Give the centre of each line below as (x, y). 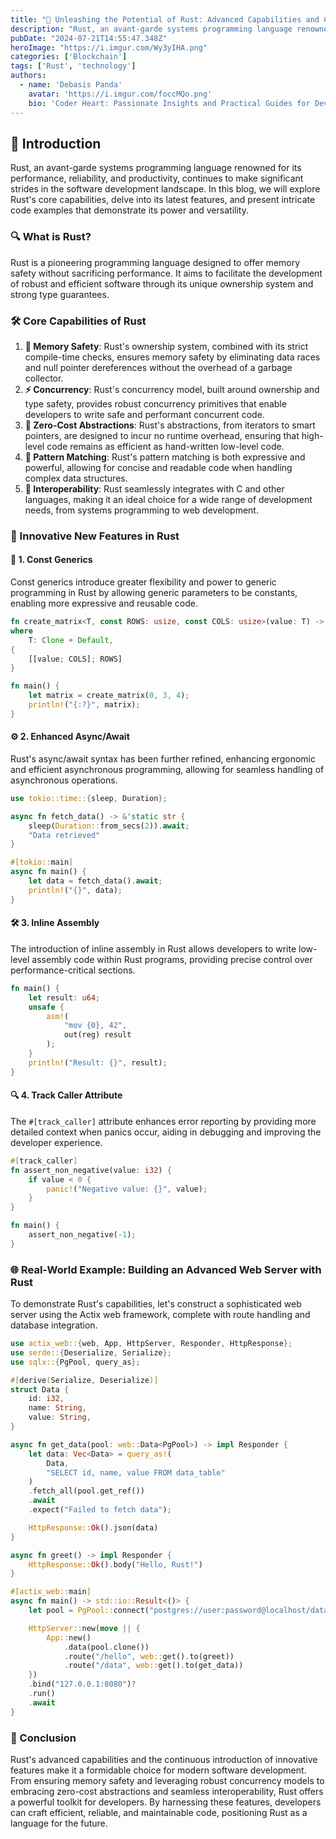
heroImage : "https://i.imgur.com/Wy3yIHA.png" (109, 47)
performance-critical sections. (73, 970)
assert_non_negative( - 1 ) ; (82, 1235)
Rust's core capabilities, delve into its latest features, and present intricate (163, 200)
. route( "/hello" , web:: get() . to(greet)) (149, 1656)
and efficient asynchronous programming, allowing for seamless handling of (167, 769)
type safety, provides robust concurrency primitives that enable (155, 403)
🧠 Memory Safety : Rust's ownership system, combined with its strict (166, 346)
